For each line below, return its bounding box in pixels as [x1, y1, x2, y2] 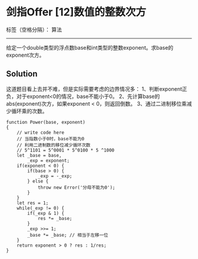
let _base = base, [16, 152, 62, 158]
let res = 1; [16, 200, 49, 206]
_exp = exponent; [27, 158, 70, 163]
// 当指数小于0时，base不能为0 [16, 136, 84, 142]
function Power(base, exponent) [6, 119, 85, 125]
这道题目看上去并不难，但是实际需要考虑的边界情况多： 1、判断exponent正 [6, 85, 187, 92]
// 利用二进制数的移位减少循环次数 [16, 142, 91, 148]
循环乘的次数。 [11, 107, 48, 114]
